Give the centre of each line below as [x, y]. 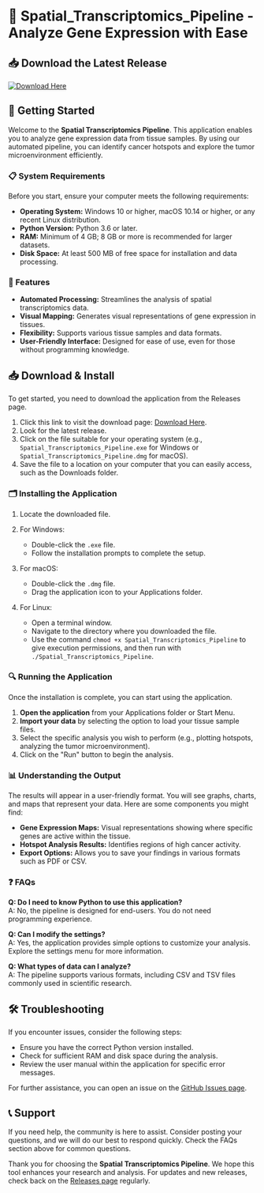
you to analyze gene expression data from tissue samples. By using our [124, 138]
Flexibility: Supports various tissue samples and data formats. [121, 333]
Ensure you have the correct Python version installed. [106, 1048]
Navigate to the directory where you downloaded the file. [124, 630]
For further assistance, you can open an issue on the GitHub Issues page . [128, 1088]
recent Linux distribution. [60, 220]
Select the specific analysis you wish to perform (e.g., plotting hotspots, [136, 737]
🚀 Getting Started [52, 111]
